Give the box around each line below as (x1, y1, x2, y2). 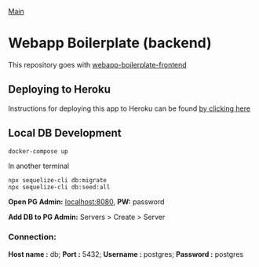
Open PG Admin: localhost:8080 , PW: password (8, 196, 165, 207)
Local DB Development (8, 126, 122, 140)
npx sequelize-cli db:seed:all (8, 183, 111, 191)
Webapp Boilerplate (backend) (8, 35, 212, 52)
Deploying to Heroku (8, 82, 111, 97)
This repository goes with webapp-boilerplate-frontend (8, 60, 187, 69)
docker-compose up (8, 147, 68, 155)
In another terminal (8, 161, 69, 170)
